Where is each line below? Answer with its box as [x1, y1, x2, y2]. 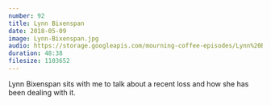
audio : [8, 42, 31, 50]
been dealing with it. [8, 87, 77, 97]
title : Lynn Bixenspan [8, 19, 85, 27]
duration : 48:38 [8, 49, 63, 57]
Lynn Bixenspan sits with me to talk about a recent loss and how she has [8, 78, 249, 89]
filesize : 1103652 [8, 57, 70, 65]
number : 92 [8, 11, 45, 20]
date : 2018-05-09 [8, 27, 67, 35]
